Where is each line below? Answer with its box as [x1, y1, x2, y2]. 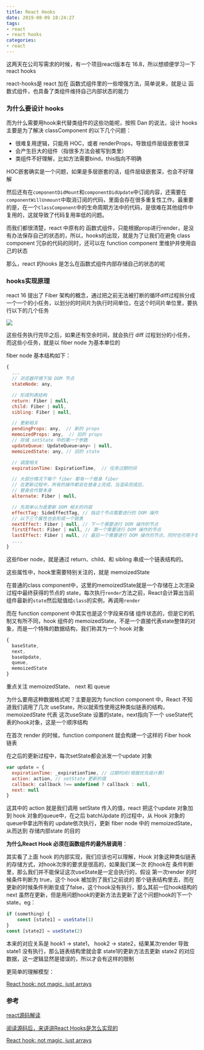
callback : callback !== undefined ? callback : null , [12, 781, 151, 787]
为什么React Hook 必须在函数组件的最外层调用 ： [6, 840, 128, 848]
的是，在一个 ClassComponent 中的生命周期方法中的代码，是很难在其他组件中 [6, 204, 194, 211]
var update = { [6, 764, 45, 771]
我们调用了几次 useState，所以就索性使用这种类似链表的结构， [11, 703, 168, 711]
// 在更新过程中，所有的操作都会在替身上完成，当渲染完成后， [12, 482, 147, 488]
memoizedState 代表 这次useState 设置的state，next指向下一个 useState [6, 711, 188, 718]
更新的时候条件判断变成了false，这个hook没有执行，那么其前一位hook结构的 [6, 884, 198, 891]
